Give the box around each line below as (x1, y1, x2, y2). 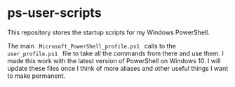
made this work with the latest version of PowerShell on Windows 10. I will (7, 56, 221, 65)
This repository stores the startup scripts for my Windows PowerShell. (7, 28, 210, 36)
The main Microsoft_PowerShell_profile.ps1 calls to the (7, 41, 177, 50)
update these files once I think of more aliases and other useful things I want (7, 64, 229, 72)
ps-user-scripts (7, 5, 102, 21)
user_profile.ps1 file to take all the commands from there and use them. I (7, 49, 224, 58)
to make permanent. (7, 72, 66, 80)
